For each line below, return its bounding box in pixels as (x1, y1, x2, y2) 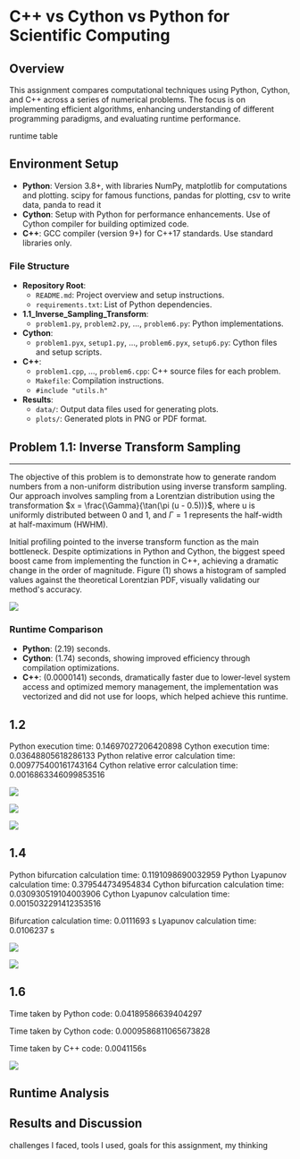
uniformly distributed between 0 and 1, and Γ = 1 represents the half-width (9, 509, 283, 520)
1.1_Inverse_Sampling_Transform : (21, 309, 149, 320)
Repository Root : (21, 280, 87, 291)
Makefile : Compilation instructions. (35, 375, 164, 386)
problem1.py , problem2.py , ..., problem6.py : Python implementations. (35, 318, 284, 329)
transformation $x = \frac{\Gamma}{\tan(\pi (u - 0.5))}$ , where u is (9, 500, 256, 511)
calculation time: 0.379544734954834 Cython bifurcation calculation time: (9, 879, 284, 889)
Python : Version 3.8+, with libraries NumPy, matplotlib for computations (21, 180, 287, 191)
